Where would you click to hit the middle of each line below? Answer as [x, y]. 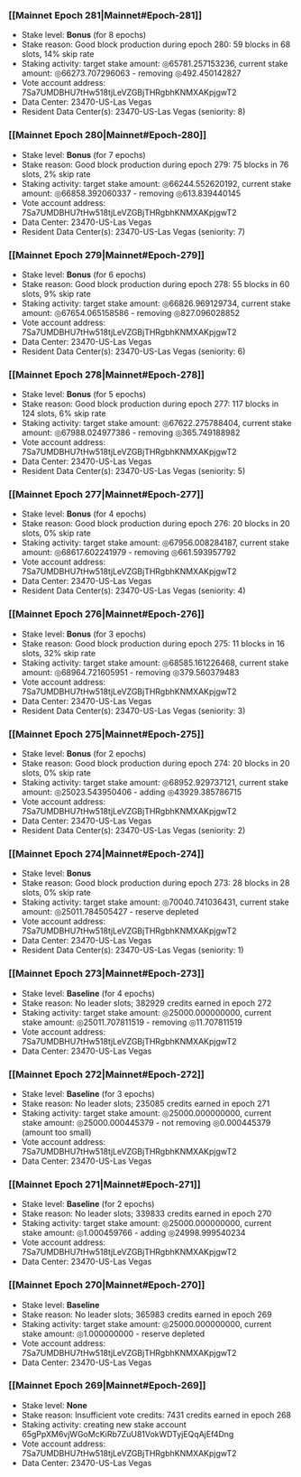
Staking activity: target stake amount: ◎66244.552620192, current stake [156, 183]
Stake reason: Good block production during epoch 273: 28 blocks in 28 [155, 883]
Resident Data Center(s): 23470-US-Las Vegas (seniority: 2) [133, 831]
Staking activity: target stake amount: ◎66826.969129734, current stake [156, 303]
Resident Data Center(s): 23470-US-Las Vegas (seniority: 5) [133, 471]
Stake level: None [54, 1405]
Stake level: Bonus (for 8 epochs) [84, 35]
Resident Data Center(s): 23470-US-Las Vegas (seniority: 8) [133, 112]
